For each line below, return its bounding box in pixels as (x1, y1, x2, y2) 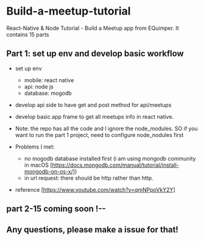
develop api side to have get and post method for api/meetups (15, 101, 172, 108)
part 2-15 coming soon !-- (6, 204, 107, 214)
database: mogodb (24, 89, 72, 97)
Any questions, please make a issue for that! (6, 224, 178, 235)
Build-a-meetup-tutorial (6, 4, 131, 18)
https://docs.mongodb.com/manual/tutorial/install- (52, 161, 180, 169)
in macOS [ (24, 161, 53, 169)
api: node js (24, 83, 54, 90)
